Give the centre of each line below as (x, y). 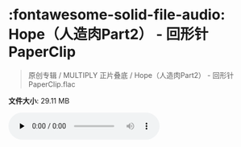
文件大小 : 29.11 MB (39, 100)
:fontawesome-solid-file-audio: (117, 15)
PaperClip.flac (52, 84)
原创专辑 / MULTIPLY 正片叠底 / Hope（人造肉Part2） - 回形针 (131, 75)
